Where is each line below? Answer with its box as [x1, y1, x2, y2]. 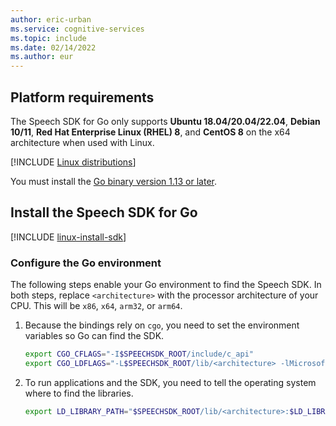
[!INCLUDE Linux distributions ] [10, 156, 137, 168]
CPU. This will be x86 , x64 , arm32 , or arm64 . [10, 300, 183, 312]
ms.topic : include [10, 33, 87, 43]
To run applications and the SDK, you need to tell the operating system [24, 376, 317, 388]
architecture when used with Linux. [10, 136, 155, 148]
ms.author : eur [10, 52, 74, 62]
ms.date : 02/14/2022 [10, 42, 97, 53]
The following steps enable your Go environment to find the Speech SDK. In [10, 279, 322, 291]
